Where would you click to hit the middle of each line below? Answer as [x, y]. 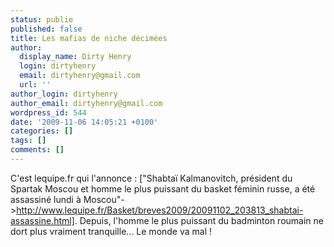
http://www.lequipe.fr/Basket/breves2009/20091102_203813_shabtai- [160, 210]
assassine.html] [42, 220]
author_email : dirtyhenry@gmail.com [86, 103]
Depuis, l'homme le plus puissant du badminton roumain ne [201, 220]
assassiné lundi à [46, 199]
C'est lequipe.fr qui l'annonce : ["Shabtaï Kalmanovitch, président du [151, 178]
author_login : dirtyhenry [64, 94]
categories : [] [42, 131]
